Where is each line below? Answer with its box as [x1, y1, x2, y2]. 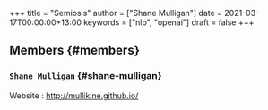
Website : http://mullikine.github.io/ [9, 89, 139, 101]
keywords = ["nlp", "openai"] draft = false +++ [83, 17, 255, 28]
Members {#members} [9, 43, 141, 58]
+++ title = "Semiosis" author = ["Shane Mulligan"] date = [9, 8, 222, 18]
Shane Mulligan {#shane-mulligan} [9, 70, 162, 82]
